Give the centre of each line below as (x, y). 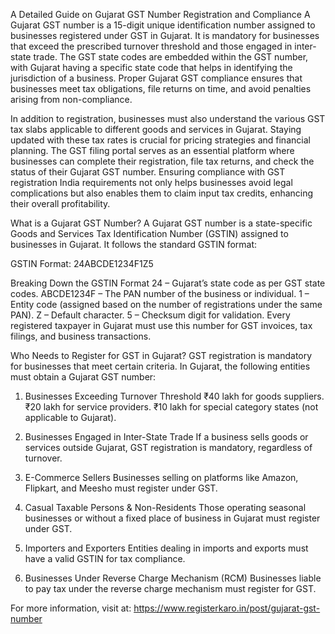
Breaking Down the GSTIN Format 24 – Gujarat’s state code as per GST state (168, 283)
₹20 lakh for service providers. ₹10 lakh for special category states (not (171, 407)
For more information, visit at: (71, 608)
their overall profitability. (60, 203)
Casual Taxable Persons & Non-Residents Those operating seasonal (165, 507)
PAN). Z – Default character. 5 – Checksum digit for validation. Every (150, 315)
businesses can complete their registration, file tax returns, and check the (162, 161)
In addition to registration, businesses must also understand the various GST (168, 118)
